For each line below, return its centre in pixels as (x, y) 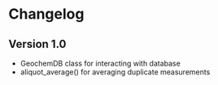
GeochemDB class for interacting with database (100, 63)
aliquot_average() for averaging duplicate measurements (115, 72)
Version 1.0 (37, 44)
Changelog (46, 14)
